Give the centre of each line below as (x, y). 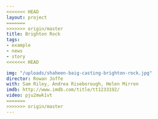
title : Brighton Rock (33, 34)
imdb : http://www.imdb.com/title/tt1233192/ (63, 90)
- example (19, 46)
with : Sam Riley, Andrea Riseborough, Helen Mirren (72, 84)
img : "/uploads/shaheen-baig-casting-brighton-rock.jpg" (79, 73)
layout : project (27, 17)
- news (14, 51)
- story (16, 56)
